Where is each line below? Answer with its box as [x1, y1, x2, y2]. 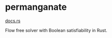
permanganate [5, 1, 67, 13]
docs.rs [5, 18, 21, 24]
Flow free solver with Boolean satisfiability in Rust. [5, 27, 108, 33]
